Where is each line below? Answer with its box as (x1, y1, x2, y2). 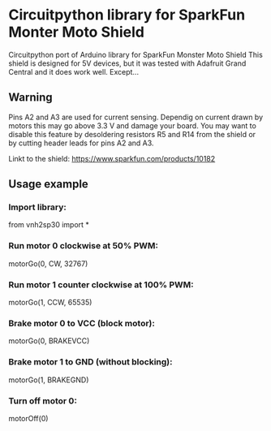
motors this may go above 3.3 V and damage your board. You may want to (8, 120, 257, 131)
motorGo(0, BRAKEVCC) (8, 336, 90, 346)
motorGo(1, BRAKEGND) (8, 375, 89, 385)
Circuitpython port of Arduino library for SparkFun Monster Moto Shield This (8, 50, 264, 59)
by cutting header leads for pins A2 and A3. (8, 138, 154, 148)
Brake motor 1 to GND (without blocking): (8, 356, 173, 368)
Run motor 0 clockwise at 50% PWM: (8, 240, 158, 252)
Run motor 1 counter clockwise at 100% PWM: (8, 278, 194, 290)
